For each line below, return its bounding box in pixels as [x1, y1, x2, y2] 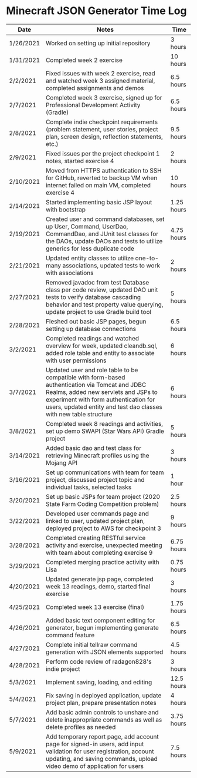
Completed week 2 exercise [46, 56, 123, 64]
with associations [46, 269, 94, 277]
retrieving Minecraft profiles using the [46, 451, 150, 459]
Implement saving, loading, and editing [46, 678, 152, 686]
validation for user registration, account [46, 747, 154, 755]
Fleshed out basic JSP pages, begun [46, 317, 147, 325]
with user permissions [46, 356, 107, 365]
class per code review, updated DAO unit [46, 286, 158, 294]
